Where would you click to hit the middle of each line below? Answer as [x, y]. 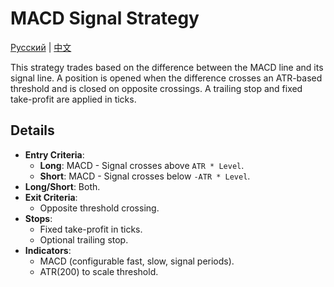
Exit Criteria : [51, 197]
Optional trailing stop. [84, 239]
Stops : [38, 218]
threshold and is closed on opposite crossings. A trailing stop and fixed [156, 88]
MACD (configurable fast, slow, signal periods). [137, 261]
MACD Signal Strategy [105, 18]
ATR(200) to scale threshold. [99, 271]
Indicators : [48, 250]
